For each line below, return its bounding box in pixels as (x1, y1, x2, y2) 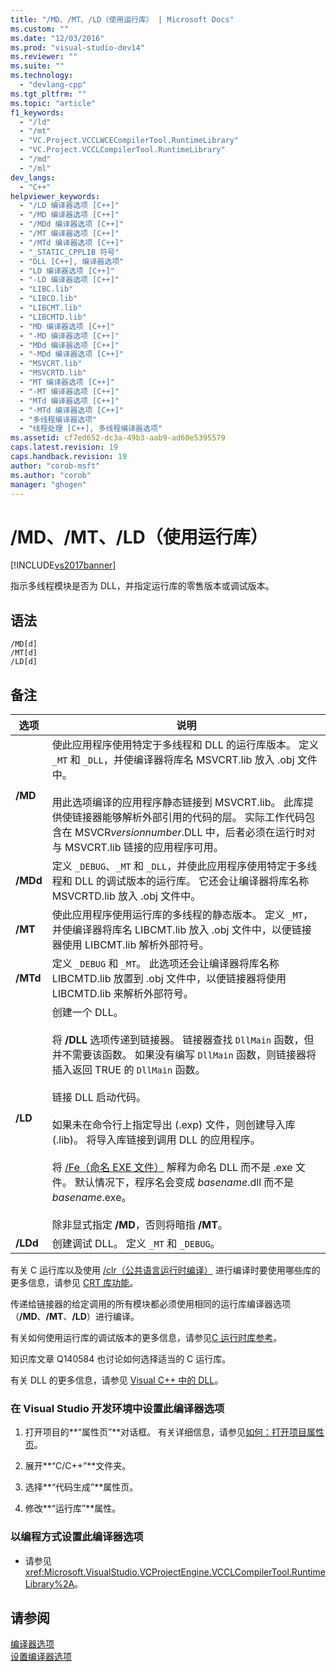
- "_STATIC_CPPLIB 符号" (19, 247, 120, 257)
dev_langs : (10, 172, 56, 183)
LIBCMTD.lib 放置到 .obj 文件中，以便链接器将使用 (51, 971, 287, 985)
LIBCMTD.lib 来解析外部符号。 (51, 986, 194, 1000)
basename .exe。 (51, 1190, 132, 1204)
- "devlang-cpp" (19, 80, 87, 90)
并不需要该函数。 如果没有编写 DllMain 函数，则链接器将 (51, 1047, 317, 1061)
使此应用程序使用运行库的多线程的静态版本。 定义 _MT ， (51, 907, 313, 921)
